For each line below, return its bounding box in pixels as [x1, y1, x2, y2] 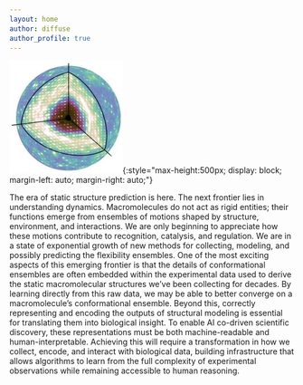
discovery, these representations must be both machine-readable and [9, 327, 270, 338]
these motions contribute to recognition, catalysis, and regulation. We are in [9, 231, 292, 242]
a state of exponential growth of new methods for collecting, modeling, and [9, 240, 289, 251]
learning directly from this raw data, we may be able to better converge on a [9, 288, 293, 299]
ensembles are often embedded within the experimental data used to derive [9, 269, 292, 280]
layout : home [9, 14, 59, 24]
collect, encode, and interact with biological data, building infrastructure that [9, 346, 295, 357]
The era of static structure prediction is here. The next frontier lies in [9, 192, 265, 203]
